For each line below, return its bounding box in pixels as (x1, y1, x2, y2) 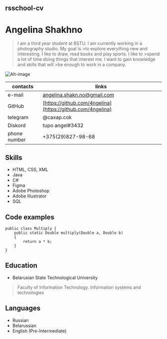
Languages (5, 304, 41, 313)
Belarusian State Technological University (12, 274, 98, 281)
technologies (17, 289, 44, 296)
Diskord (7, 122, 26, 129)
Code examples (5, 213, 55, 221)
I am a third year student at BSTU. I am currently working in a (17, 40, 143, 46)
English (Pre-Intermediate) (12, 328, 67, 334)
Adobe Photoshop (12, 188, 50, 194)
